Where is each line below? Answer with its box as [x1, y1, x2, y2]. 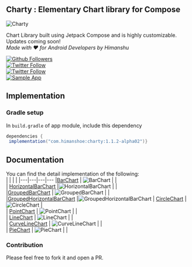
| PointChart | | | [6, 208, 78, 215]
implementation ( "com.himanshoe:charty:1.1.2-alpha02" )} [8, 139, 148, 145]
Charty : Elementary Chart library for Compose [6, 5, 180, 15]
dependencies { [6, 133, 43, 139]
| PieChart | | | [6, 227, 68, 234]
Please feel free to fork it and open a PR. [6, 254, 104, 261]
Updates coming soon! [6, 37, 61, 44]
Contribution [6, 241, 43, 249]
